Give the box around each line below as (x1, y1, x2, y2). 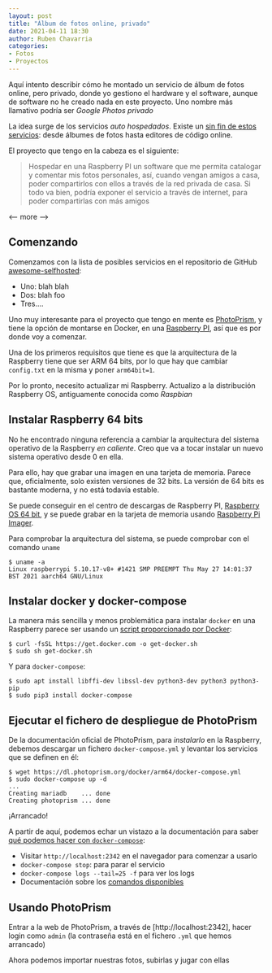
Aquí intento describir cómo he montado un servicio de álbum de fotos (8, 79, 245, 89)
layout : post (8, 11, 53, 20)
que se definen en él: (8, 753, 80, 762)
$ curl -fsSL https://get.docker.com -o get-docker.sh (8, 640, 198, 648)
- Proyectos (8, 58, 49, 66)
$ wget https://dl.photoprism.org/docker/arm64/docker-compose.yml (8, 768, 242, 777)
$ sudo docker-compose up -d (8, 775, 107, 783)
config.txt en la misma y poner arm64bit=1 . (8, 364, 156, 374)
